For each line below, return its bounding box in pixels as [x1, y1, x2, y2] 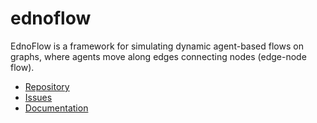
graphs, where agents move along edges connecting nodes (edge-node [10, 50, 307, 62]
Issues [24, 91, 53, 103]
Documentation [24, 102, 89, 114]
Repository [24, 80, 70, 92]
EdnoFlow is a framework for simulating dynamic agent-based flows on [10, 40, 304, 52]
